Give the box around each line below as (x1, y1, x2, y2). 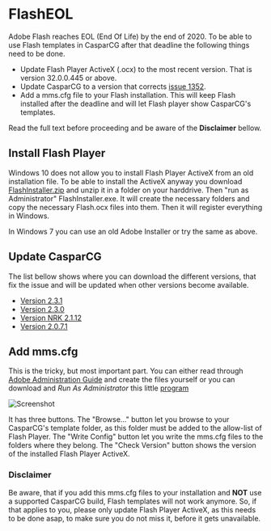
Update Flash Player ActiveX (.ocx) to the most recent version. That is (19, 64, 252, 74)
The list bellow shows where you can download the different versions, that (8, 272, 256, 281)
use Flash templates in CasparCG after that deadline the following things (8, 40, 250, 49)
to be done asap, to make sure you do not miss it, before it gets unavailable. (8, 513, 261, 523)
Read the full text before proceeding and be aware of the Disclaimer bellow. (8, 123, 262, 133)
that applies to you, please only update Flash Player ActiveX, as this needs (8, 504, 256, 514)
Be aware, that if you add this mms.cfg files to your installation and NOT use (8, 487, 262, 497)
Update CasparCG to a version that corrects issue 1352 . (19, 82, 206, 91)
